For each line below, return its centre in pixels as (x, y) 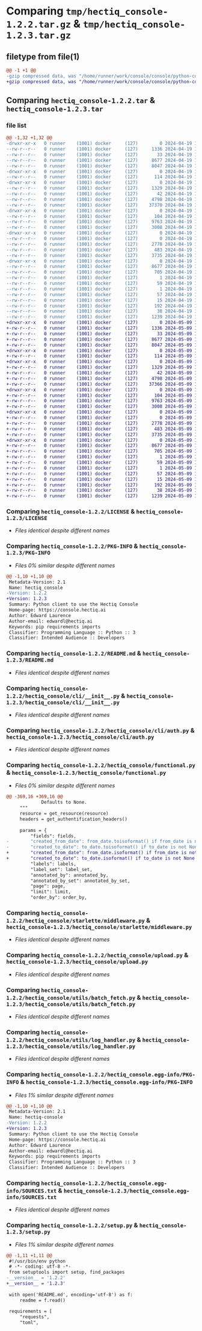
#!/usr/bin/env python (37, 1261)
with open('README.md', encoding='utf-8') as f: (71, 1295)
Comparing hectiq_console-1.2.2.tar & (81, 101)
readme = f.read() (43, 1300)
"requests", (35, 1317)
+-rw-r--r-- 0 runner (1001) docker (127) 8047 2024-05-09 (99, 345)
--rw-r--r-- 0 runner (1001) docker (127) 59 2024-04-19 (99, 284)
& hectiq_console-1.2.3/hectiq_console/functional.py (86, 773)
